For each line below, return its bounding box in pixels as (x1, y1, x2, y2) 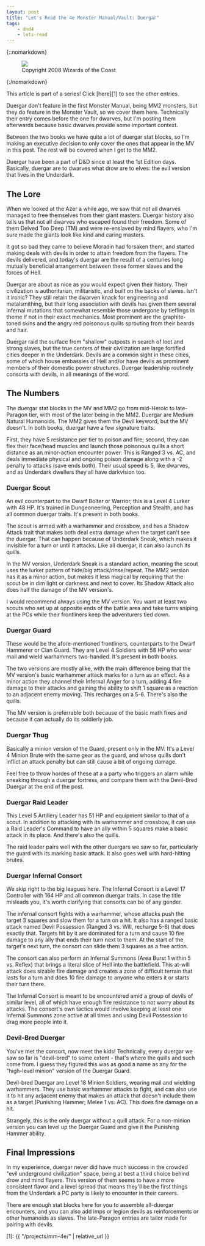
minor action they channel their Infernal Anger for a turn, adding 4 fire (6, 678, 182, 685)
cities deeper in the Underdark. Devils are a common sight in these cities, (6, 351, 190, 358)
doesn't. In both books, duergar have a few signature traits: (6, 424, 156, 431)
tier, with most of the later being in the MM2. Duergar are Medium (29, 411, 194, 418)
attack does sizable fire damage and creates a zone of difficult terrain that (6, 967, 193, 975)
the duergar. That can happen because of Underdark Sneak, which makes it (6, 536, 197, 543)
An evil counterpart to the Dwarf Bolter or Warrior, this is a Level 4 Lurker (6, 498, 190, 505)
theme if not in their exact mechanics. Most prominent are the (6, 313, 162, 320)
